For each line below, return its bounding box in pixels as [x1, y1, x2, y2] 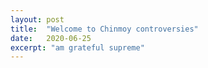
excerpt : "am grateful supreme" [10, 42, 145, 53]
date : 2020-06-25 [10, 33, 92, 43]
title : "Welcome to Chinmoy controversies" [10, 24, 199, 34]
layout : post [10, 14, 65, 25]
